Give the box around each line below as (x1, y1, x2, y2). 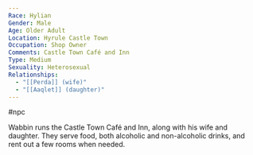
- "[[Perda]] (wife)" (15, 78, 88, 86)
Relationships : (8, 71, 59, 79)
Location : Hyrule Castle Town (8, 33, 109, 42)
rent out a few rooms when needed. (8, 140, 126, 149)
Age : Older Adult (8, 26, 66, 34)
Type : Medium (8, 56, 52, 64)
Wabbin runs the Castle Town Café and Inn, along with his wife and (8, 122, 228, 132)
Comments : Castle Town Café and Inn (8, 48, 130, 56)
